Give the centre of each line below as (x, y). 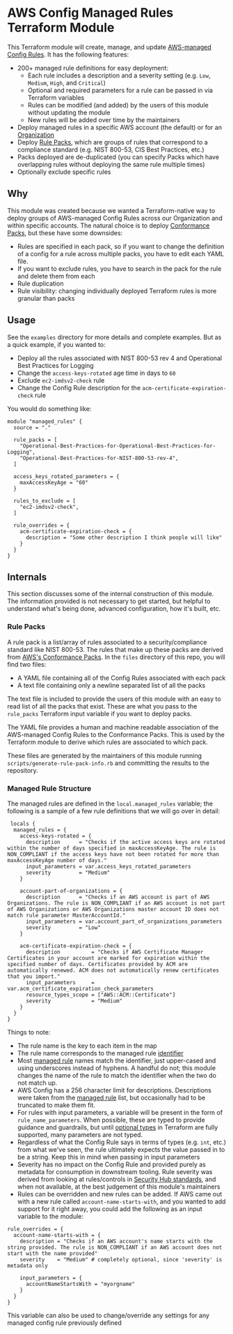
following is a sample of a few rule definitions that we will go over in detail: (114, 810)
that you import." (34, 976)
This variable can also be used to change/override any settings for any (109, 1315)
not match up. (37, 1083)
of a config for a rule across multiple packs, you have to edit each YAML (121, 253)
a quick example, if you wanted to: (56, 344)
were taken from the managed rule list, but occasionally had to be (111, 1097)
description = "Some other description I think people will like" (124, 538)
